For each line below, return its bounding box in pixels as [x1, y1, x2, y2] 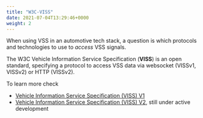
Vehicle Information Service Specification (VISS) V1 [15, 92, 145, 100]
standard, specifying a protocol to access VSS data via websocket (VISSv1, [6, 62, 196, 69]
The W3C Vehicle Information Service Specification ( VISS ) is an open [6, 56, 182, 63]
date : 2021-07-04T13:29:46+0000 [6, 15, 89, 21]
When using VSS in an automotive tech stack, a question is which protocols [6, 37, 197, 45]
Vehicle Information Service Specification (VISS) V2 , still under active [15, 98, 191, 106]
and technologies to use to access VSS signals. [6, 43, 127, 51]
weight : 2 [6, 20, 32, 26]
